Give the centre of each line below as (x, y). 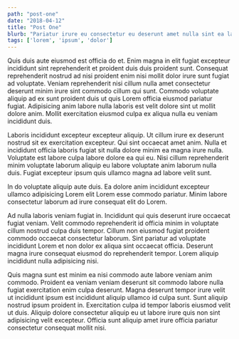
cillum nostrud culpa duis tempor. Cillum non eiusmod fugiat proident (108, 231)
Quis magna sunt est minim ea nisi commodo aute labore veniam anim (110, 275)
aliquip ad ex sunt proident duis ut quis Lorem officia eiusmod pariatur (110, 99)
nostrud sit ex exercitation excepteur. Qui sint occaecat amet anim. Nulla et (117, 142)
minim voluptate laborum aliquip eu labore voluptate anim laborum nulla (112, 165)
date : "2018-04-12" (36, 21)
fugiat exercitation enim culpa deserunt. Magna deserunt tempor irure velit (116, 290)
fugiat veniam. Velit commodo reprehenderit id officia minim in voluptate (113, 223)
